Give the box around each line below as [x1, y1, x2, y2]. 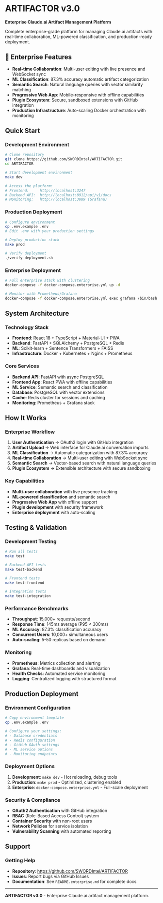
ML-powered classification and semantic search [12, 494, 111, 500]
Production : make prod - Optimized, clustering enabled [12, 779, 121, 785]
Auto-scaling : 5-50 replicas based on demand [12, 637, 106, 643]
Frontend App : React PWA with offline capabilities [12, 379, 113, 385]
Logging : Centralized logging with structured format [12, 675, 116, 681]
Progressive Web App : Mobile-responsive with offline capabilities [12, 92, 145, 97]
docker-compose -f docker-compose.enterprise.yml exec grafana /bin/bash [5, 296, 158, 301]
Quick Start [5, 127, 40, 135]
